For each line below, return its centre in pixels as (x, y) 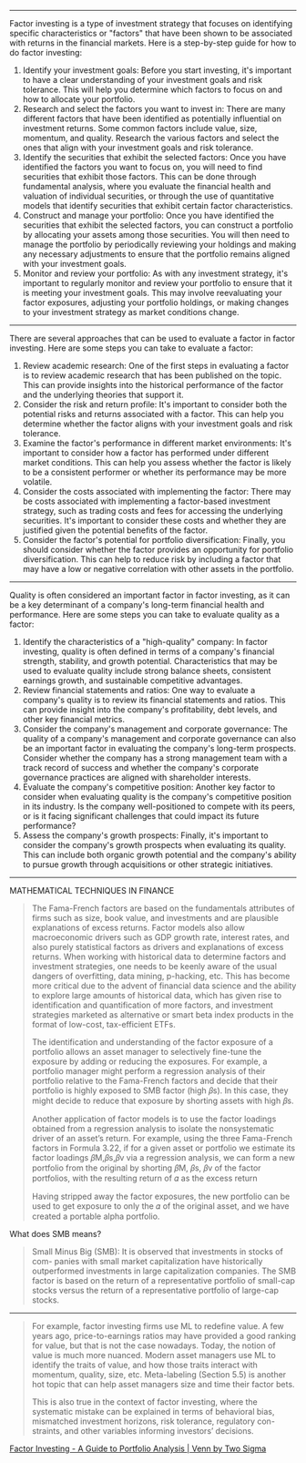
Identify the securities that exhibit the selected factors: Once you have (154, 157)
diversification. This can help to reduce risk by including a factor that (152, 559)
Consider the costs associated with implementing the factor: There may (157, 491)
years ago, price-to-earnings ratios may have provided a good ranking (164, 1336)
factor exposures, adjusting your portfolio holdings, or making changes (156, 302)
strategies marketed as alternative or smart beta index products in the (163, 1015)
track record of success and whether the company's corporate (141, 767)
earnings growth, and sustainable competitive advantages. (133, 680)
